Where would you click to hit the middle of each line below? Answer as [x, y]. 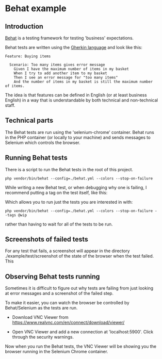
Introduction [24, 26]
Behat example [36, 8]
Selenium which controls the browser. [43, 142]
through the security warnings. [43, 337]
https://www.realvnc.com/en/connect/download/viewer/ [68, 323]
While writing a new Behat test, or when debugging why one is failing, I [76, 187]
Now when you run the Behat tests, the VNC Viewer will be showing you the [81, 346]
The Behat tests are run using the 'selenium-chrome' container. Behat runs [80, 132]
